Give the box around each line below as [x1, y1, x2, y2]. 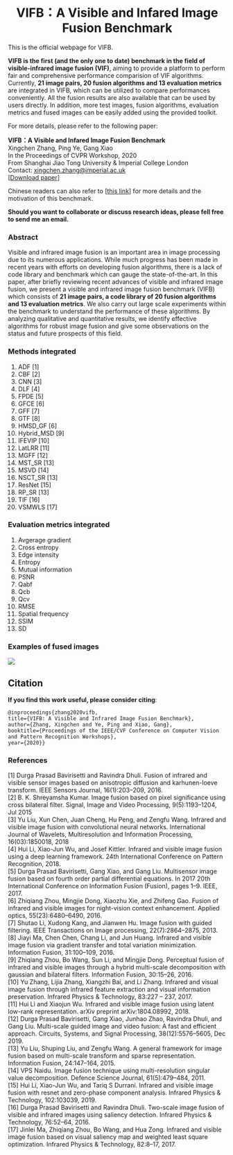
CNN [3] [17, 377, 42, 385]
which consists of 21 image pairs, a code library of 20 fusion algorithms [8, 292, 217, 301]
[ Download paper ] [8, 173, 60, 181]
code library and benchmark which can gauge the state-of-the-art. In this [8, 270, 218, 279]
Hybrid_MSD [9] [17, 429, 64, 437]
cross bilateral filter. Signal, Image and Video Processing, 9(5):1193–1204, [8, 801, 217, 809]
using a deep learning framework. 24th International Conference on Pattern [8, 852, 223, 861]
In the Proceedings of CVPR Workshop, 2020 [8, 151, 137, 159]
